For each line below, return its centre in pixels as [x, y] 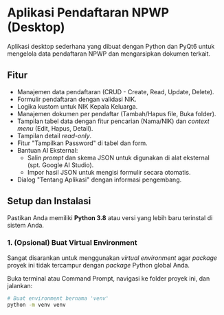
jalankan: [20, 285]
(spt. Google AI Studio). [60, 165]
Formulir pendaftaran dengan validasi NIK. [77, 99]
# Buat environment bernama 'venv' [58, 298]
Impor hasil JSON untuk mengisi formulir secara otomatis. [109, 172]
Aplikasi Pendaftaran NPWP [88, 13]
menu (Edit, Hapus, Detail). [55, 128]
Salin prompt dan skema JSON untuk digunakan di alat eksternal [118, 157]
